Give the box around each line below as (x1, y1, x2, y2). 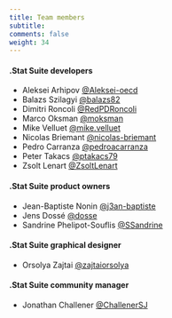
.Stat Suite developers (9, 65, 93, 76)
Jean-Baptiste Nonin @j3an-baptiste (21, 201, 157, 211)
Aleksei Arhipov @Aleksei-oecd (21, 85, 138, 96)
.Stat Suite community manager (9, 280, 129, 290)
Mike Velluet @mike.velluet (21, 123, 121, 133)
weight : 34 (9, 37, 50, 47)
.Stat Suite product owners (9, 181, 111, 192)
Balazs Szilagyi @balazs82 (21, 94, 121, 105)
